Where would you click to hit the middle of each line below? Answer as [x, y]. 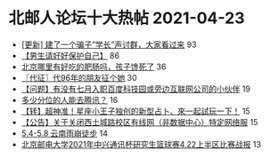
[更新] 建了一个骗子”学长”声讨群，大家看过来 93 [109, 44]
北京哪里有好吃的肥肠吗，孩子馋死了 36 [94, 67]
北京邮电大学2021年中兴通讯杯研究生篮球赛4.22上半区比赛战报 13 [141, 144]
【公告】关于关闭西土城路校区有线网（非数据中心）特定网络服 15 [139, 122]
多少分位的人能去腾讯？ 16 [70, 99]
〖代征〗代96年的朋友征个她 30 [79, 77]
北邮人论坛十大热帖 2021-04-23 [127, 18]
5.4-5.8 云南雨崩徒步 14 [65, 133]
